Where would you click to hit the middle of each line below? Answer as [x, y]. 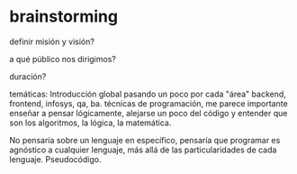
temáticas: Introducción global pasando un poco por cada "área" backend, [148, 94]
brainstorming [64, 17]
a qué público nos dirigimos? [63, 59]
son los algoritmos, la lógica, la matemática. [90, 123]
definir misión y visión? [52, 41]
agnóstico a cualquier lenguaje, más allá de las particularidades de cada [143, 150]
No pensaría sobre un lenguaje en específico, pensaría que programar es [145, 140]
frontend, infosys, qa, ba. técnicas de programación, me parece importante [148, 103]
